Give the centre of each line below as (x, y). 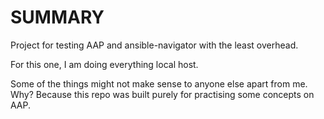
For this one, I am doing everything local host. (104, 64)
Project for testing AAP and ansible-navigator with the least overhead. (154, 45)
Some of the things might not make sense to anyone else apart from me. (159, 83)
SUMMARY (57, 17)
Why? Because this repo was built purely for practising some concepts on (162, 94)
